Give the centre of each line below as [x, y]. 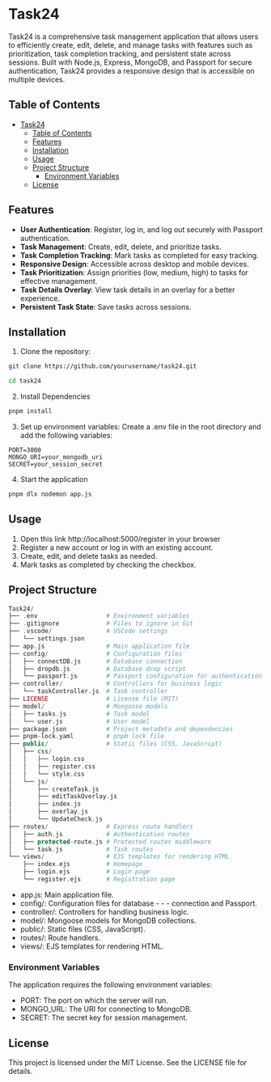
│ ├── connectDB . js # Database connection [95, 661]
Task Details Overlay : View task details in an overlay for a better [127, 290]
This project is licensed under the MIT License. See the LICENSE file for [128, 1062]
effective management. [59, 281]
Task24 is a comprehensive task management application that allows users [133, 36]
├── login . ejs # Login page [87, 872]
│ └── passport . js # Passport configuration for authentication [135, 676]
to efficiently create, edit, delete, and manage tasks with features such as [131, 44]
